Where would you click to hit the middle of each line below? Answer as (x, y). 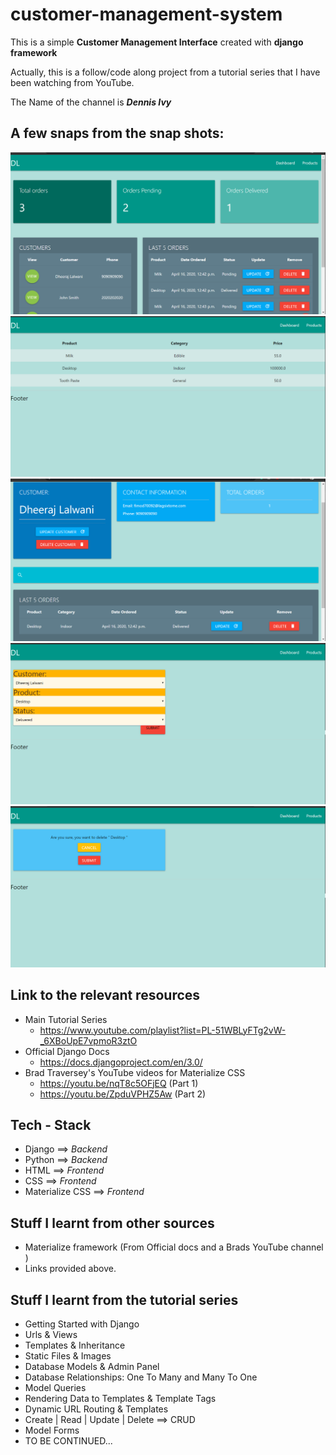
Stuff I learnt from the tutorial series (124, 1299)
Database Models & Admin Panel (92, 1366)
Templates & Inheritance (75, 1345)
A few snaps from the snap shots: (117, 133)
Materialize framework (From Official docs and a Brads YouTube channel (174, 1247)
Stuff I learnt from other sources (112, 1223)
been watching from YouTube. (72, 82)
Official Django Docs (67, 1051)
